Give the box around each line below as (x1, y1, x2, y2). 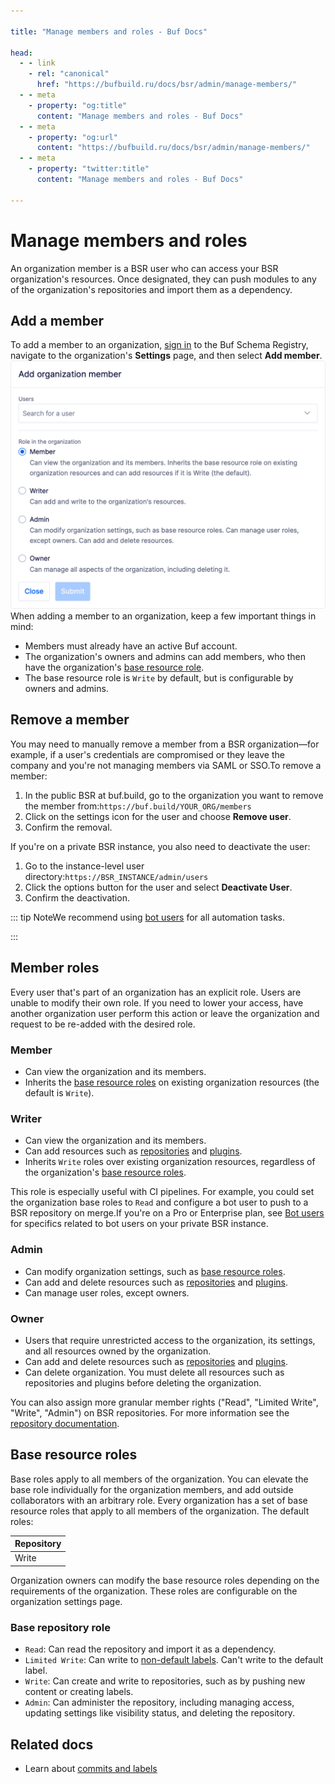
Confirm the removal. (24, 821, 113, 833)
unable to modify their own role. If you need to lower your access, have (10, 996, 304, 1009)
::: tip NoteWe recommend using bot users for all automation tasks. (10, 911, 286, 923)
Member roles (10, 960, 100, 977)
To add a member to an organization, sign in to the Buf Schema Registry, (10, 339, 309, 351)
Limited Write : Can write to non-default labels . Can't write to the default (24, 1654, 324, 1666)
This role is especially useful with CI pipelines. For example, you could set (10, 1186, 315, 1198)
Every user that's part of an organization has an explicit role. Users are (10, 986, 302, 998)
